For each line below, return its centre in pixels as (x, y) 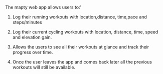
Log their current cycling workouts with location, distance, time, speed (85, 32)
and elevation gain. (32, 37)
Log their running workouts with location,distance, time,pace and (79, 17)
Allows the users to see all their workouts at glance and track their (81, 47)
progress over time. (33, 52)
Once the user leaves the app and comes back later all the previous (82, 62)
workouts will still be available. (44, 67)
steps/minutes (27, 22)
